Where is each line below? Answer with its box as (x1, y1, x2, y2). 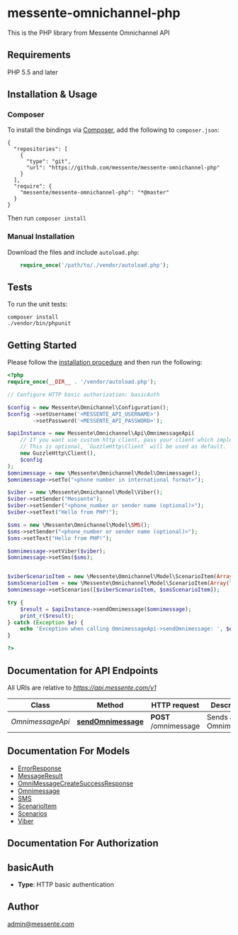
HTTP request (151, 700, 200, 710)
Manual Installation (7, 232, 75, 242)
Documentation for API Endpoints (7, 665, 159, 677)
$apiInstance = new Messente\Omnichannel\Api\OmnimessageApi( (7, 430, 195, 437)
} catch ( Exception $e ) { (7, 619, 84, 626)
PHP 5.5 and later (7, 67, 59, 76)
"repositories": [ (13, 145, 69, 153)
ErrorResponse (17, 764, 62, 773)
